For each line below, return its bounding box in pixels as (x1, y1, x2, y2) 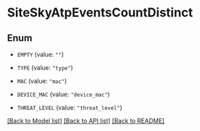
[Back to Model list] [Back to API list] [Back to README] (7, 117, 165, 125)
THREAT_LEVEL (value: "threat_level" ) (16, 104, 122, 111)
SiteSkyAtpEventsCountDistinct (7, 5, 194, 21)
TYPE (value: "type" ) (16, 64, 74, 71)
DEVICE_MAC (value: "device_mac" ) (16, 91, 110, 98)
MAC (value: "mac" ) (16, 77, 67, 85)
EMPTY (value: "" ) (16, 50, 64, 58)
